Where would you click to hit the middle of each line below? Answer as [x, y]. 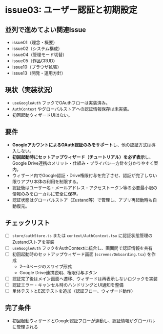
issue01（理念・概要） [35, 42]
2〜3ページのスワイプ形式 [46, 266]
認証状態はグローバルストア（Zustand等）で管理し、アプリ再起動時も [82, 200]
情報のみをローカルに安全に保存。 [46, 194]
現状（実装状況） [31, 90]
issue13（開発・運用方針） [39, 73]
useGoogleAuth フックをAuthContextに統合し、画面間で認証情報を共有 [82, 248]
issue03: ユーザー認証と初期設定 [71, 10]
